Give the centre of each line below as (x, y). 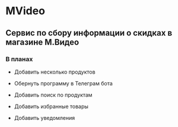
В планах (19, 59)
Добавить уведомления (44, 118)
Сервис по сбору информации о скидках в (89, 33)
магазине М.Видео (42, 42)
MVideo (26, 11)
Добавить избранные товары (51, 106)
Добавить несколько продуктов (55, 72)
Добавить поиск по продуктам (53, 95)
